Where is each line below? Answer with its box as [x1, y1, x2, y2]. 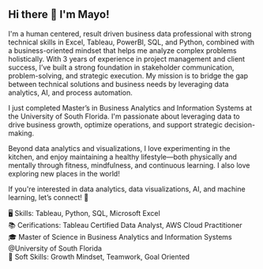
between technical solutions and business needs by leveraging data [8, 79, 229, 89]
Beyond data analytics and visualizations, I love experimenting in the [8, 143, 231, 153]
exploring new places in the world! [8, 169, 120, 178]
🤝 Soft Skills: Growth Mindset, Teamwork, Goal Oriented [8, 252, 190, 261]
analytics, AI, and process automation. [8, 88, 133, 97]
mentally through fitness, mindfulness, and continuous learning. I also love [8, 160, 250, 170]
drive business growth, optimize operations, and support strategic [8, 119, 223, 129]
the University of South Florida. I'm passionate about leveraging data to [8, 112, 240, 121]
